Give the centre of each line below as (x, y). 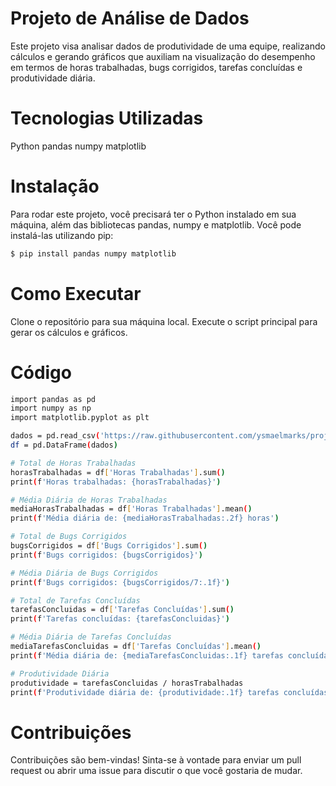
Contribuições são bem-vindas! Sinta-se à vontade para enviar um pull (156, 760)
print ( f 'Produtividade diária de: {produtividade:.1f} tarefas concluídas (169, 692)
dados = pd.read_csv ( (55, 436)
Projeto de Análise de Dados (130, 18)
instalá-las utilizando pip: (62, 235)
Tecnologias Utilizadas (107, 118)
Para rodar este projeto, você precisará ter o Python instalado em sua (153, 214)
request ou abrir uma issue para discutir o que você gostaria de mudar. (156, 771)
